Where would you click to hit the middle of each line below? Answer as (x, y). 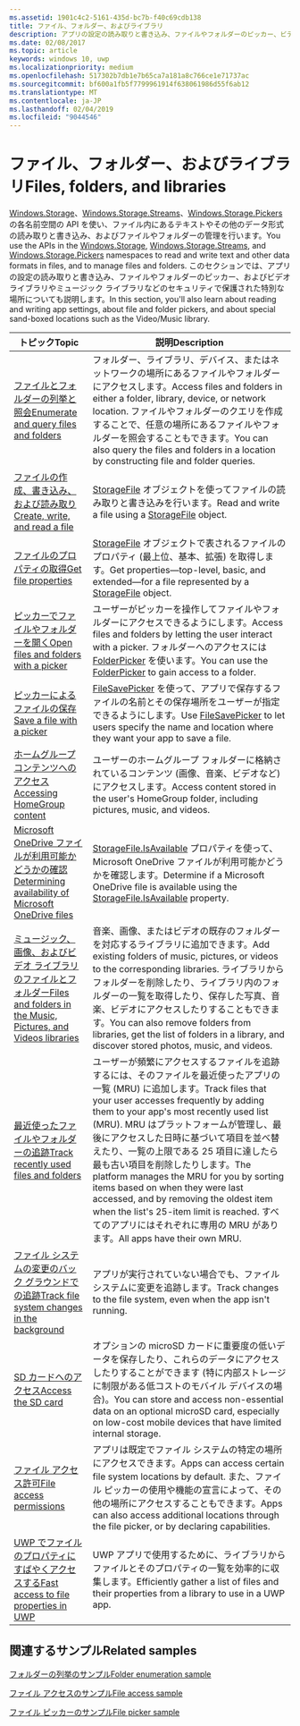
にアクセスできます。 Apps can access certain (188, 1463)
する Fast (41, 1583)
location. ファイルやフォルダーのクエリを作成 (187, 411)
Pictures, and (42, 1027)
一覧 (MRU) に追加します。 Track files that (179, 1089)
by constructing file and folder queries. (174, 461)
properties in (41, 1606)
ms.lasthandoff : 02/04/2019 (62, 109)
